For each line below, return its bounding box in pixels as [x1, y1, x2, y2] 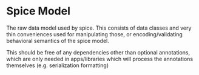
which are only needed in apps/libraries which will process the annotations [6, 55, 194, 62]
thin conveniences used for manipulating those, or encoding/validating [6, 30, 183, 37]
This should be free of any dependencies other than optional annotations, [6, 48, 191, 56]
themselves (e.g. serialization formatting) [6, 62, 109, 69]
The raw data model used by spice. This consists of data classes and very [6, 24, 192, 31]
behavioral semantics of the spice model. [6, 37, 109, 44]
